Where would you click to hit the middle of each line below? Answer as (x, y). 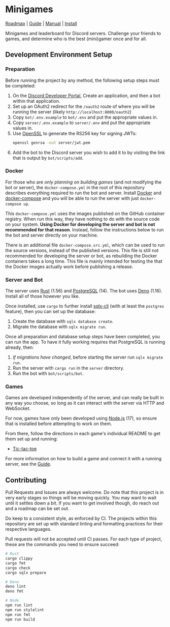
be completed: (20, 85)
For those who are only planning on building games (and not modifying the (83, 182)
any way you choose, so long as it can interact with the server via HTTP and (85, 403)
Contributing (26, 480)
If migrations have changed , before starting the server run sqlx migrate (88, 357)
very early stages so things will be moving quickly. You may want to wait (81, 498)
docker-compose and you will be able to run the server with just (72, 198)
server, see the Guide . (28, 464)
